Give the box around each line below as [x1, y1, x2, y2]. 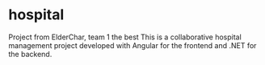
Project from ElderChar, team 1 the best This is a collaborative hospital [8, 32, 242, 42]
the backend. [8, 49, 53, 59]
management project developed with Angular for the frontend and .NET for [8, 40, 257, 50]
